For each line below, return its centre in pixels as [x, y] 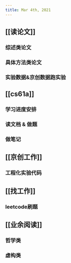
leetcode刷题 [22, 207]
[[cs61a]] [20, 94]
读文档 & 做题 [21, 124]
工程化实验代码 [24, 173]
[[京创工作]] [24, 157]
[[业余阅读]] [24, 225]
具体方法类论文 [24, 62]
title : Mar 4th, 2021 [28, 10]
